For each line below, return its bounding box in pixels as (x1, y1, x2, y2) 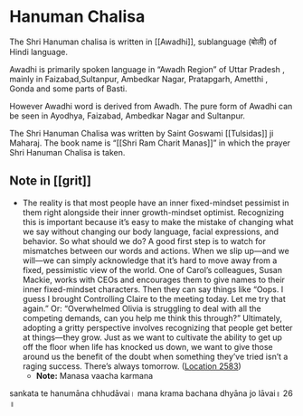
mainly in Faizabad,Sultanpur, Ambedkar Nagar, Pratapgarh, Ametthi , (9, 73, 269, 84)
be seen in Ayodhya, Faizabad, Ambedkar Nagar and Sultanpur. (9, 110, 246, 121)
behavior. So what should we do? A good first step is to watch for (22, 235, 267, 246)
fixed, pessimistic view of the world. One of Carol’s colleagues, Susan (22, 264, 283, 275)
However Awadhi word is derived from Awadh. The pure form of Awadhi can (9, 100, 293, 111)
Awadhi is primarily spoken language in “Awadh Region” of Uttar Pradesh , (9, 63, 285, 74)
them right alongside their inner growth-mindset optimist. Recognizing (22, 206, 285, 218)
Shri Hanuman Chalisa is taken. (9, 147, 126, 157)
